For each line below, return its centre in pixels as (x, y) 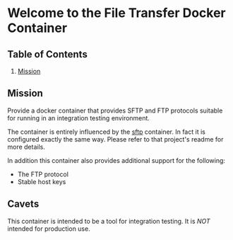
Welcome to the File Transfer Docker (116, 13)
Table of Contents (48, 54)
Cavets (23, 204)
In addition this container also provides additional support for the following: (116, 160)
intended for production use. (49, 229)
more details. (26, 147)
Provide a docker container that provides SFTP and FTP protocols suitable (115, 110)
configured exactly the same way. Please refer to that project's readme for (115, 139)
